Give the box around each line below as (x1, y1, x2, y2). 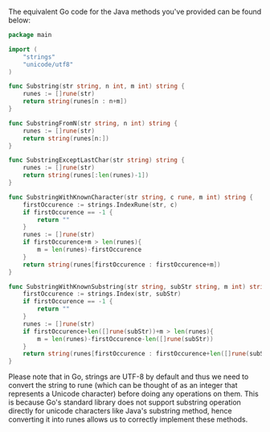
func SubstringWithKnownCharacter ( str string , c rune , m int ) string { (8, 193, 253, 201)
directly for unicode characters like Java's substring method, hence (8, 406, 232, 416)
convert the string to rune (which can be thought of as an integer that (8, 381, 238, 390)
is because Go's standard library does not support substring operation (8, 397, 241, 407)
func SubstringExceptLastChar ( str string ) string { (8, 156, 185, 164)
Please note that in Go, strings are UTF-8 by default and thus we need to (8, 372, 249, 381)
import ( (8, 45, 38, 53)
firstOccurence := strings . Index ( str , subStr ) (22, 290, 182, 298)
